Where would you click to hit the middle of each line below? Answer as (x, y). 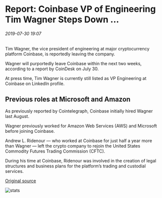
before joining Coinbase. (30, 131)
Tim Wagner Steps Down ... (62, 20)
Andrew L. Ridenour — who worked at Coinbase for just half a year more (79, 141)
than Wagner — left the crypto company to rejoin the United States (73, 146)
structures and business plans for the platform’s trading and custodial (76, 166)
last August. (17, 117)
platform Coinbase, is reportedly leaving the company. (60, 54)
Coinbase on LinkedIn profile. (35, 84)
